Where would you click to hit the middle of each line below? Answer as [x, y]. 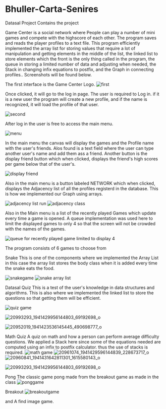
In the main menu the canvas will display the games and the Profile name [80, 143]
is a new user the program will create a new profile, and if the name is [76, 99]
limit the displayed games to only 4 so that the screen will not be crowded [81, 223]
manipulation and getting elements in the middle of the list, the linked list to [82, 54]
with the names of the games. [35, 229]
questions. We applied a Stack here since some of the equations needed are [83, 341]
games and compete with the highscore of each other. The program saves [81, 38]
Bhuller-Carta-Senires [52, 9]
